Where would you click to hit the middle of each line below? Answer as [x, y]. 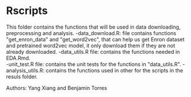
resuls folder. [22, 77]
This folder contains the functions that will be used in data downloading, [93, 27]
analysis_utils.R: [25, 70]
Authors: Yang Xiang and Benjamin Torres [57, 88]
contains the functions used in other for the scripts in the [114, 70]
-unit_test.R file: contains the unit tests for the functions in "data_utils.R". [94, 64]
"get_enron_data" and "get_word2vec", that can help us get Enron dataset [95, 39]
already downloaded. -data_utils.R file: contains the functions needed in [93, 51]
